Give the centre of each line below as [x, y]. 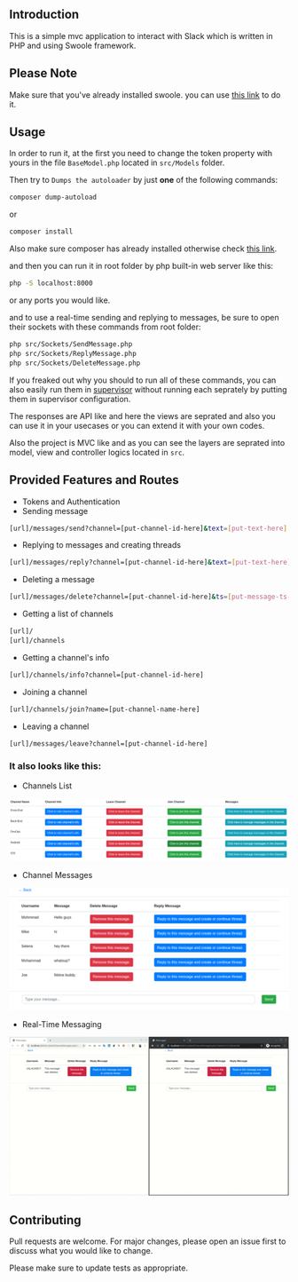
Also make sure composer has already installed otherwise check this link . [143, 249]
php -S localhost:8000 [51, 283]
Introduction [44, 15]
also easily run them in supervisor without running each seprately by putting [148, 389]
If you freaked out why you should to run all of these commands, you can [143, 380]
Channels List [47, 786]
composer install [41, 232]
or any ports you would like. [60, 300]
